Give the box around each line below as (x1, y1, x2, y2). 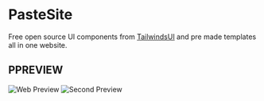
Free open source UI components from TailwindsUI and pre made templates (8, 32, 257, 41)
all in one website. (8, 40, 68, 49)
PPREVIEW (8, 64, 64, 77)
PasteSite (8, 6, 73, 24)
